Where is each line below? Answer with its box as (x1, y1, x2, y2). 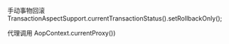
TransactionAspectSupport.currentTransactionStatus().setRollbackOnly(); (7, 14, 223, 23)
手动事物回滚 (7, 6, 45, 14)
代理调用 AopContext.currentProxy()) (7, 29, 116, 37)
